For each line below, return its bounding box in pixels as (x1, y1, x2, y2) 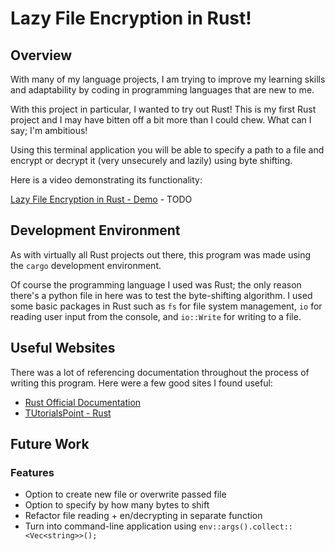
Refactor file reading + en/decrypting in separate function (24, 510, 263, 522)
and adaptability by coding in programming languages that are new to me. (10, 84, 315, 96)
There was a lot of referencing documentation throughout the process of (10, 366, 310, 378)
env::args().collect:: (198, 522, 293, 532)
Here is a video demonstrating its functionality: (10, 174, 203, 186)
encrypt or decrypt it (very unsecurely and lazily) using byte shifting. (10, 155, 293, 166)
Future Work (10, 436, 90, 453)
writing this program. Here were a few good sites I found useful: (10, 377, 273, 389)
